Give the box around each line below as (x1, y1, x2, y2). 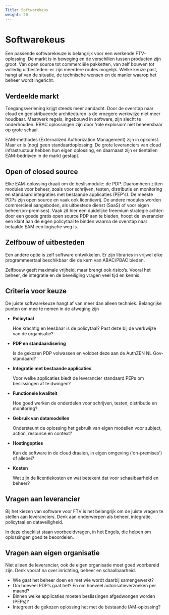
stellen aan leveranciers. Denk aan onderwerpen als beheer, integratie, (5, 514, 152, 520)
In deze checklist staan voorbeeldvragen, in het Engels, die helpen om (5, 529, 151, 535)
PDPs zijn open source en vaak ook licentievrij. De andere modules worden (5, 197, 161, 203)
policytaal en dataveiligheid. (5, 519, 64, 525)
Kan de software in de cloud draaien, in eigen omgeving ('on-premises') (12, 450, 162, 456)
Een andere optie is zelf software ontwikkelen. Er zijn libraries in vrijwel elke (5, 251, 163, 258)
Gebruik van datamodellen (12, 415, 70, 421)
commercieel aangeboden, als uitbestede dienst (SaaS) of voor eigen (5, 202, 149, 209)
